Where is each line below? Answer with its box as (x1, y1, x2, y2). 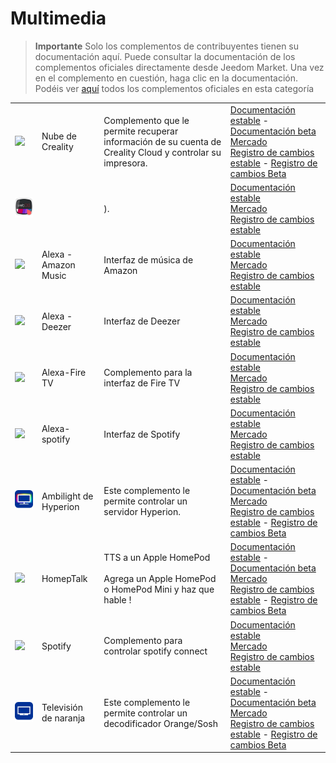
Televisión (41, 702, 83, 714)
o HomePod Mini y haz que (103, 583, 215, 596)
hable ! (103, 594, 132, 606)
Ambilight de (41, 490, 94, 502)
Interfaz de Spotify (103, 428, 181, 440)
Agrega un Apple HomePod (103, 573, 217, 585)
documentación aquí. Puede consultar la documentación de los (34, 50, 296, 62)
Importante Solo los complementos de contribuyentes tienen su (34, 40, 300, 52)
